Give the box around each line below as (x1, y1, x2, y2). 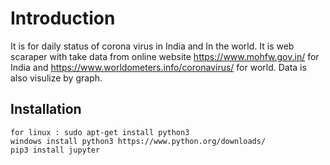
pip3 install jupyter (10, 145, 101, 155)
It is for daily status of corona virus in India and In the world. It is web (10, 40, 295, 52)
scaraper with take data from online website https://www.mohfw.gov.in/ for (10, 50, 320, 62)
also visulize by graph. (10, 72, 103, 84)
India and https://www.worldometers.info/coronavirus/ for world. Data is (10, 61, 307, 73)
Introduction (10, 7, 116, 30)
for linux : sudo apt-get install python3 (10, 127, 190, 137)
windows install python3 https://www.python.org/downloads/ (10, 136, 267, 146)
